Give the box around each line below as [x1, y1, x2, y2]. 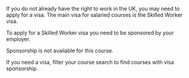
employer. [6, 36, 31, 42]
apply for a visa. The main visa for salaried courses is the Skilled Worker [6, 11, 183, 18]
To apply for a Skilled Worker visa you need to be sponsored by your [6, 29, 174, 36]
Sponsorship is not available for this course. [6, 47, 114, 54]
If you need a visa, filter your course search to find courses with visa [6, 59, 174, 65]
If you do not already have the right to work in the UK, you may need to [6, 5, 180, 12]
